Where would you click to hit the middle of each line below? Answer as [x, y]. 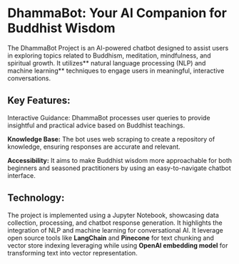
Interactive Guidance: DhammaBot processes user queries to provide [109, 117]
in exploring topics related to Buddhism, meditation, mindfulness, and [110, 56]
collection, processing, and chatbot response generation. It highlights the [115, 223]
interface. [21, 175]
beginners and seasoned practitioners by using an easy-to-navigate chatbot [119, 168]
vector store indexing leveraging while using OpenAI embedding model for [118, 245]
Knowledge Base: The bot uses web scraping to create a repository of [111, 139]
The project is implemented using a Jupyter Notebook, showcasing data [113, 215]
